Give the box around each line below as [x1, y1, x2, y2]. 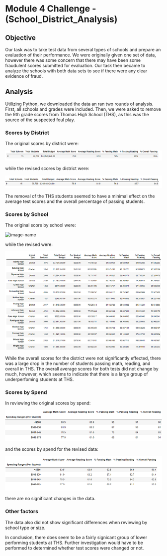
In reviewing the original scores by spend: [5, 400, 91, 406]
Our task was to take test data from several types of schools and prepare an [5, 47, 161, 52]
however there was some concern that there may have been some [5, 57, 141, 63]
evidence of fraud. [5, 73, 43, 79]
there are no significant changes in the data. [5, 496, 96, 502]
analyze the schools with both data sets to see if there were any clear [5, 68, 148, 74]
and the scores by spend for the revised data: [5, 446, 98, 452]
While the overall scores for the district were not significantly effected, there [5, 355, 162, 361]
